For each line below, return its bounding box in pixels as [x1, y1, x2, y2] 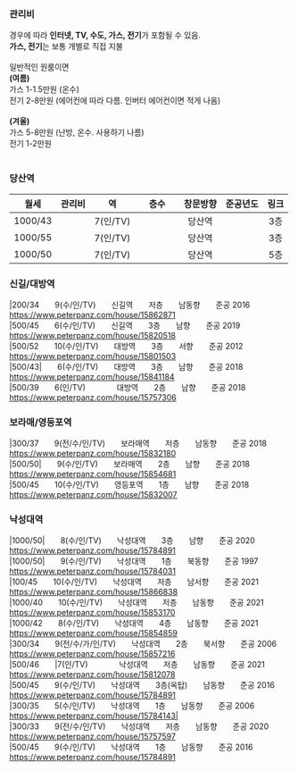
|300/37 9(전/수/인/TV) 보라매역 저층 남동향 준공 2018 [9, 438, 268, 448]
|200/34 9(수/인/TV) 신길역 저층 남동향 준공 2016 [9, 299, 251, 310]
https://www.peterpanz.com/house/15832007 [9, 490, 178, 500]
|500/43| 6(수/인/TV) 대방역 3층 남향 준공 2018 [9, 361, 244, 372]
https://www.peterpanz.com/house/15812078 [9, 669, 176, 680]
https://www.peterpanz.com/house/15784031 [9, 566, 177, 577]
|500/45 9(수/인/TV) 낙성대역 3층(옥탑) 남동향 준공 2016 [9, 680, 275, 691]
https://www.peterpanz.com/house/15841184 [9, 371, 176, 381]
